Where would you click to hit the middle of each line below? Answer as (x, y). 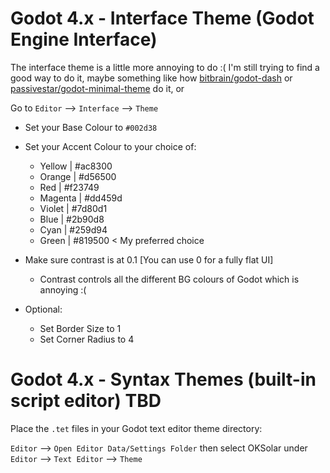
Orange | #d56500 (78, 176)
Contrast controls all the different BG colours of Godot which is (169, 279)
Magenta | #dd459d (81, 198)
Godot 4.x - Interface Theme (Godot (162, 18)
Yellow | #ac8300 (76, 166)
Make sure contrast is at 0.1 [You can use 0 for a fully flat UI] (149, 259)
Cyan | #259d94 (73, 229)
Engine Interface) (84, 39)
